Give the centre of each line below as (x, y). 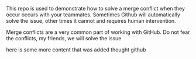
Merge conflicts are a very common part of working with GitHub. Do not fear (98, 32)
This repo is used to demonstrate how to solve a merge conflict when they (96, 8)
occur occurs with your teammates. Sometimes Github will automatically (93, 15)
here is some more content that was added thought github (76, 50)
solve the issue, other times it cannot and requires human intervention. (91, 21)
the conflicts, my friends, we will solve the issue (64, 38)
